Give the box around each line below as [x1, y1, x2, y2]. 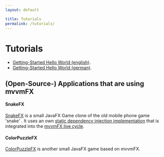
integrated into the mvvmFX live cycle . [5, 123, 84, 129]
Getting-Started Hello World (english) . [12, 59, 91, 65]
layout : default [5, 7, 39, 13]
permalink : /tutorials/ [5, 21, 55, 26]
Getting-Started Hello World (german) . [12, 65, 92, 71]
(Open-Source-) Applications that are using [5, 79, 144, 88]
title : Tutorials [5, 16, 42, 22]
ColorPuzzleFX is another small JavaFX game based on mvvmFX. [5, 146, 140, 152]
